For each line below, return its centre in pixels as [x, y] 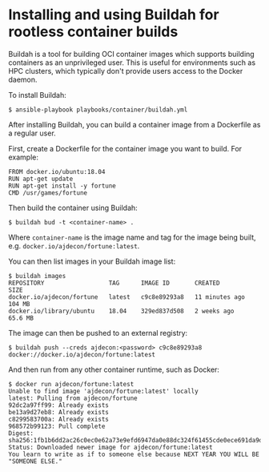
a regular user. [32, 133]
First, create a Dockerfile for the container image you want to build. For [125, 148]
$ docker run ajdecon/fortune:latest [71, 384]
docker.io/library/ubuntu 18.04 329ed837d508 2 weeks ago [121, 311]
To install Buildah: [37, 95]
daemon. [23, 79]
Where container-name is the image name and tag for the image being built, [132, 237]
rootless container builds [93, 32]
